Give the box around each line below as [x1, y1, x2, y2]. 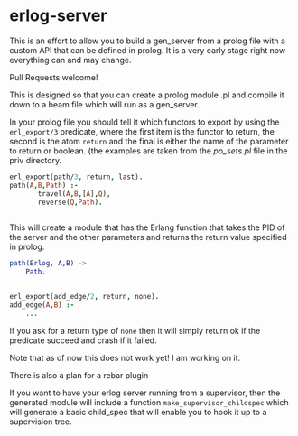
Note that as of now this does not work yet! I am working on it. [9, 352, 241, 363]
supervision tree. [9, 416, 72, 427]
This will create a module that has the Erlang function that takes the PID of [9, 222, 285, 233]
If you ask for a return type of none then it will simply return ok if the [9, 325, 261, 336]
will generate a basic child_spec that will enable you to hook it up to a [9, 406, 267, 417]
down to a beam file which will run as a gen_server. [9, 98, 200, 109]
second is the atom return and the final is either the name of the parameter [9, 135, 289, 146]
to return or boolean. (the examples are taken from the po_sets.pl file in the [9, 145, 288, 156]
